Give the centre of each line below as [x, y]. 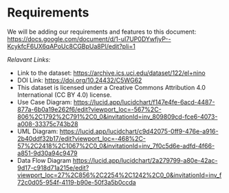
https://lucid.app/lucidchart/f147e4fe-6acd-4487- [144, 102]
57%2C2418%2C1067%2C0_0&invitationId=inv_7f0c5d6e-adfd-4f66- [116, 146]
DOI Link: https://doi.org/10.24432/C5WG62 [79, 80]
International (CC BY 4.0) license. [64, 95]
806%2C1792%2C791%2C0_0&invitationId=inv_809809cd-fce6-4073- [117, 116]
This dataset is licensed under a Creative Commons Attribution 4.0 [111, 87]
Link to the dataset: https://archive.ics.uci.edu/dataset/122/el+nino [111, 73]
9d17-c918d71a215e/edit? [53, 168]
